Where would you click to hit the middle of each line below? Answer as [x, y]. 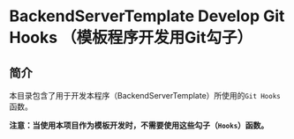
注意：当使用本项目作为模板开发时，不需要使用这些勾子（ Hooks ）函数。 [139, 125]
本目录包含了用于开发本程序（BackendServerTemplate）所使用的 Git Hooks [145, 95]
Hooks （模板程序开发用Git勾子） [131, 38]
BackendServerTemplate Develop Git [147, 16]
